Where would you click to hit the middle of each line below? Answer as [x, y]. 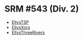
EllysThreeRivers [28, 32]
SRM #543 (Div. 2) [42, 9]
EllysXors [21, 27]
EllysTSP [20, 22]
